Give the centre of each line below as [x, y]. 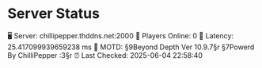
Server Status [54, 14]
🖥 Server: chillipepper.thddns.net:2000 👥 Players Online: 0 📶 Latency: [121, 35]
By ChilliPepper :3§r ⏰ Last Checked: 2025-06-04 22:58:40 [105, 55]
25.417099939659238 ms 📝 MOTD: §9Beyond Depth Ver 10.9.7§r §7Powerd [131, 47]
